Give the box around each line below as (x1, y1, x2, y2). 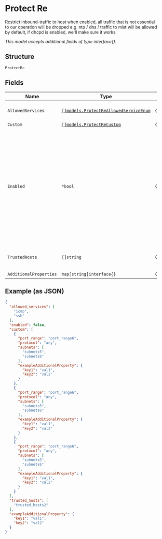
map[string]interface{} (61, 271, 116, 277)
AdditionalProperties (7, 271, 57, 277)
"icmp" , (13, 309, 29, 314)
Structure (5, 53, 35, 61)
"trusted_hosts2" (13, 502, 49, 508)
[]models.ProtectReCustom (61, 122, 121, 127)
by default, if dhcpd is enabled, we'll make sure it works (5, 29, 116, 35)
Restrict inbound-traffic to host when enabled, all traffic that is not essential (5, 19, 155, 25)
